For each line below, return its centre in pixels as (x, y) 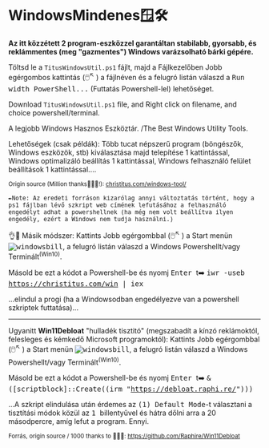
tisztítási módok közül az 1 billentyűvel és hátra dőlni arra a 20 (112, 413)
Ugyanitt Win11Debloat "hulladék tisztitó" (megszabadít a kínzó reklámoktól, (134, 330)
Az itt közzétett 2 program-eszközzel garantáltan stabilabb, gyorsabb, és (132, 43)
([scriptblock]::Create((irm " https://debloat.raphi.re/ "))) (131, 389)
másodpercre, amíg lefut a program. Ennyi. (79, 422)
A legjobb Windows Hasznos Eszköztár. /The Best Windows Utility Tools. (128, 128)
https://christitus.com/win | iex (76, 284)
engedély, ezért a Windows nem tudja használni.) (91, 219)
